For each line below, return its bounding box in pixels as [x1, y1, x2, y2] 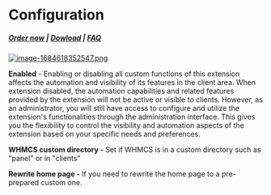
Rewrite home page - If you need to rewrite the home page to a [8, 169, 220, 179]
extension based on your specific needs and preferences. [8, 129, 201, 139]
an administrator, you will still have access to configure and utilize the [8, 104, 240, 113]
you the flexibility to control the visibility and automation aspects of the [8, 121, 244, 130]
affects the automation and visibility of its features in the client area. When [8, 78, 256, 87]
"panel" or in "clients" [8, 154, 81, 163]
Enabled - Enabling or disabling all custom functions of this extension [8, 69, 240, 78]
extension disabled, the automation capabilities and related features [8, 87, 235, 96]
